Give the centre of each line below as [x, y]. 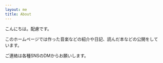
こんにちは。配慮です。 [28, 29]
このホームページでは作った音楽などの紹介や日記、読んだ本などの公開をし [80, 39]
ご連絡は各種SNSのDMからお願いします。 [47, 55]
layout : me [16, 10]
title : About [18, 14]
